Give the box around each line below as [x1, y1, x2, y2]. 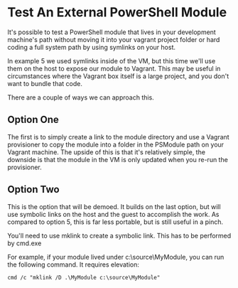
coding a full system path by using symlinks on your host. [7, 43, 176, 51]
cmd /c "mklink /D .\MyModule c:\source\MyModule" [7, 274, 161, 281]
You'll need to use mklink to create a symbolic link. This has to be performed [7, 231, 232, 240]
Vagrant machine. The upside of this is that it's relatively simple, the [7, 147, 206, 156]
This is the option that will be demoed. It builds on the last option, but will [7, 202, 222, 210]
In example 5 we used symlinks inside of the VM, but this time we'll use [7, 56, 216, 65]
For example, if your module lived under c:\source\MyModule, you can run [7, 252, 225, 261]
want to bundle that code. [7, 79, 83, 87]
